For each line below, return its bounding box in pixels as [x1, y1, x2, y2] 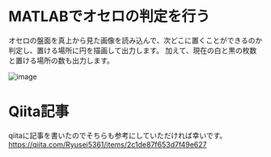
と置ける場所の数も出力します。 [8, 56, 115, 65]
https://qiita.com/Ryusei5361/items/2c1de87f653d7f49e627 [8, 139, 208, 149]
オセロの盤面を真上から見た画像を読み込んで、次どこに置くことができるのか [8, 35, 263, 45]
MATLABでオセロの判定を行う [8, 7, 210, 26]
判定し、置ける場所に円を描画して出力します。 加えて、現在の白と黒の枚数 [8, 45, 257, 55]
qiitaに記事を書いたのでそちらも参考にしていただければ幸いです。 [8, 130, 227, 140]
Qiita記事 [8, 102, 70, 121]
